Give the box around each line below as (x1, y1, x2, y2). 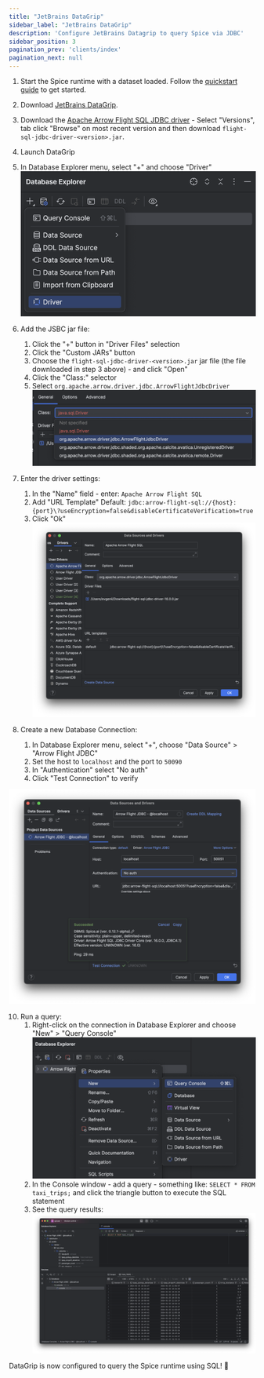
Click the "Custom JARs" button (31, 348, 136, 357)
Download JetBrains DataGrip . (20, 100, 118, 109)
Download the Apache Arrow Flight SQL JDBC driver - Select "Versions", (20, 115, 255, 125)
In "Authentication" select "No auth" (31, 765, 148, 775)
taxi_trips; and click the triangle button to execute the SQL (31, 1187, 226, 1197)
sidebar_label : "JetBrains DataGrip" (9, 20, 132, 29)
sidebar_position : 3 (9, 38, 77, 46)
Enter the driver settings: (20, 474, 100, 483)
